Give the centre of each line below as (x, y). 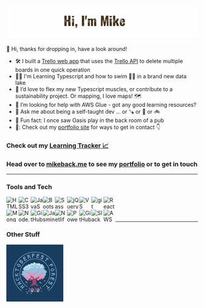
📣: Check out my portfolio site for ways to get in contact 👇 (88, 127)
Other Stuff (23, 234)
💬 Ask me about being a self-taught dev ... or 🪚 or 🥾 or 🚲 (88, 111)
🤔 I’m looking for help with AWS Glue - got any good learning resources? (106, 104)
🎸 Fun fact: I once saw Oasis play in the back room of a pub (90, 120)
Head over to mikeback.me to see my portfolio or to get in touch (102, 164)
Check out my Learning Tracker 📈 (58, 145)
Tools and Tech (29, 187)
